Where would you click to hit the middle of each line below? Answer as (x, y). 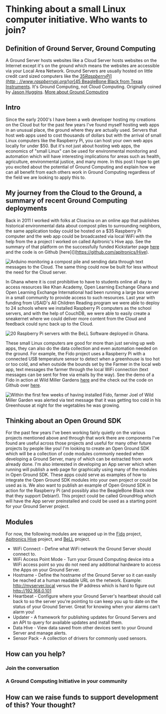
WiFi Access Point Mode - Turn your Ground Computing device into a (83, 559)
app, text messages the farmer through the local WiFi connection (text (77, 369)
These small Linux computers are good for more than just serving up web (80, 343)
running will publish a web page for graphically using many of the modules (82, 470)
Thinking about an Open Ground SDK (63, 421)
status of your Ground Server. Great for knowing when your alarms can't (86, 607)
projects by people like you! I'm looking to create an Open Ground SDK (78, 448)
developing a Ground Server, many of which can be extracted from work (79, 459)
